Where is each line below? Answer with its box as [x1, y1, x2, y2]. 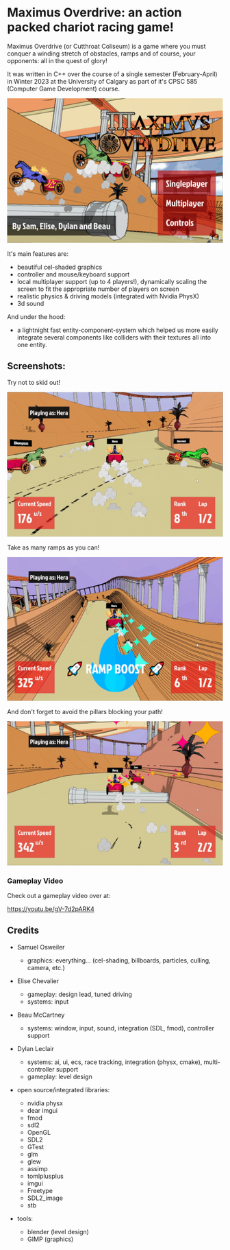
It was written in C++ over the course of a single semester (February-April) [7, 70, 218, 78]
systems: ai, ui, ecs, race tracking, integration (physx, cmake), [27, 1058, 203, 1066]
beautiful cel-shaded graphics [16, 263, 103, 271]
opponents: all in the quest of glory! [7, 56, 107, 64]
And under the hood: [7, 312, 66, 320]
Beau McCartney [16, 1011, 65, 1019]
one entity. [16, 340, 48, 349]
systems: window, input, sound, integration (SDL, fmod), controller [27, 1024, 214, 1032]
